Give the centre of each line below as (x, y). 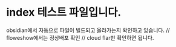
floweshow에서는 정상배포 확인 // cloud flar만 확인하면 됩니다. (80, 37)
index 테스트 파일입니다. (64, 12)
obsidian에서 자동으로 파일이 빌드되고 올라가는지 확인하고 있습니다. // (88, 30)
